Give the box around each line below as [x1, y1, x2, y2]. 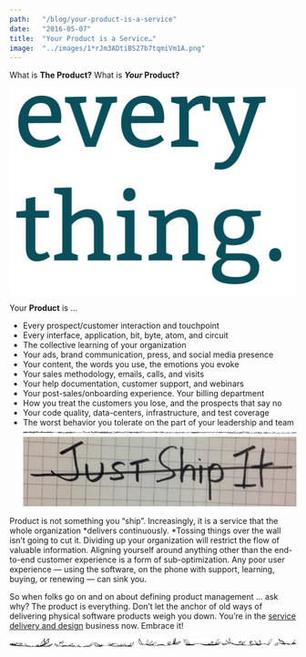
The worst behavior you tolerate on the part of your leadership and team [22, 416, 294, 427]
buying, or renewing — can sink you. [9, 574, 148, 585]
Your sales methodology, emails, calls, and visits [22, 368, 205, 379]
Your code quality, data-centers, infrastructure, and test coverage [22, 406, 270, 418]
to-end [9, 554, 36, 565]
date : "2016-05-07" [9, 24, 92, 34]
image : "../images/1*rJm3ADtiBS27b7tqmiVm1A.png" [9, 44, 206, 53]
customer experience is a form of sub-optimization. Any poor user [36, 554, 285, 565]
